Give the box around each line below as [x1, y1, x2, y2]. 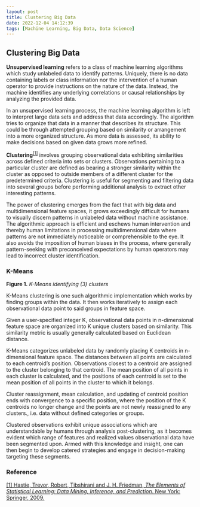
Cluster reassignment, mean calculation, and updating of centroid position [6, 390, 189, 398]
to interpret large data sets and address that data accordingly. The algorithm [6, 113, 194, 120]
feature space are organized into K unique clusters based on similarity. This [6, 323, 192, 330]
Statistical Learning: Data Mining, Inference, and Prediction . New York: [6, 488, 181, 495]
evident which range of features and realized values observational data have [6, 434, 195, 441]
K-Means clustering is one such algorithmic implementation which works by [6, 292, 193, 299]
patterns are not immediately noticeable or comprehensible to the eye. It [6, 233, 184, 240]
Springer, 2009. [6, 494, 45, 502]
